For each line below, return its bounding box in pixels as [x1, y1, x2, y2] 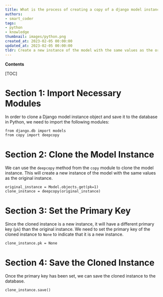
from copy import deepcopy [5, 133, 60, 138]
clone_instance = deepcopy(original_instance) [5, 189, 101, 194]
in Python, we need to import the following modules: [5, 119, 110, 125]
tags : [5, 20, 16, 26]
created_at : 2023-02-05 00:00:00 [5, 39, 73, 44]
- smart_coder [5, 16, 34, 21]
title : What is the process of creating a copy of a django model [5, 7, 142, 12]
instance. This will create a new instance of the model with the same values [5, 170, 156, 176]
